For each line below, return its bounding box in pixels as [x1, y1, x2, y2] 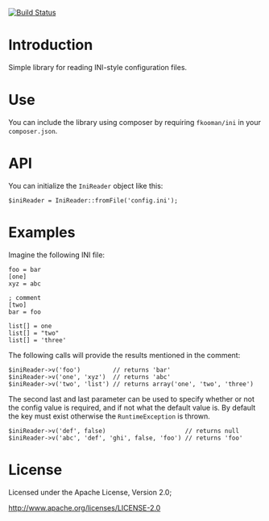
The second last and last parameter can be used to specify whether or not [8, 394, 255, 403]
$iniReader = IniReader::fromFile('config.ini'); [8, 196, 179, 205]
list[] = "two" [8, 329, 60, 337]
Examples [8, 223, 76, 241]
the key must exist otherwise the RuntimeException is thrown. [8, 411, 211, 421]
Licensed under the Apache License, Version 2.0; [8, 487, 172, 497]
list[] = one [8, 322, 52, 330]
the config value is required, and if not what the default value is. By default [8, 402, 256, 412]
